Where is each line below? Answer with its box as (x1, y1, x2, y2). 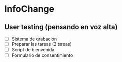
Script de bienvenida (11, 47, 55, 53)
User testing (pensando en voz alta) (4, 23, 118, 31)
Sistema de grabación (11, 36, 57, 41)
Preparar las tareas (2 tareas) (11, 41, 72, 47)
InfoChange (4, 3, 55, 15)
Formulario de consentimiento (11, 52, 73, 58)
